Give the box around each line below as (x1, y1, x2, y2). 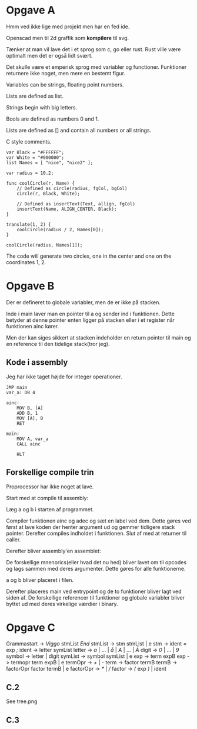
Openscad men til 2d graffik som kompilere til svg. (6, 34, 129, 41)
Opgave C (6, 621, 55, 634)
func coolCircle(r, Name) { (6, 180, 75, 186)
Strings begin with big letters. (6, 104, 78, 111)
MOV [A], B (16, 415, 44, 421)
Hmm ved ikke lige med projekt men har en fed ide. (6, 23, 130, 30)
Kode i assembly (6, 357, 68, 368)
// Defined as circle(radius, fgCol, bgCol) (16, 185, 128, 191)
